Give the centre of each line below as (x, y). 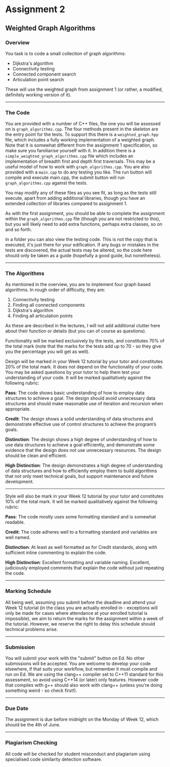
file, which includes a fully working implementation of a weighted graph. (80, 140)
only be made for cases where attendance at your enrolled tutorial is (76, 613)
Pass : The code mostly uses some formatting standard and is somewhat (81, 517)
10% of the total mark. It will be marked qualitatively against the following (81, 502)
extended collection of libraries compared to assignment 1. (66, 203)
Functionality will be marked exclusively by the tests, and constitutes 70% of (85, 341)
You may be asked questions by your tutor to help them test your (73, 372)
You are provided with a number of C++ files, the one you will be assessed (83, 124)
